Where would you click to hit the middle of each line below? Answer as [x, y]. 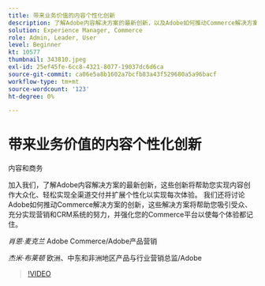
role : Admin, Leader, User [52, 38]
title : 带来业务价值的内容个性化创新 [62, 15]
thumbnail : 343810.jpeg [47, 60]
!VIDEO [39, 274]
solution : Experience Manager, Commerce [76, 30]
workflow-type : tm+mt [44, 81]
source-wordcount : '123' [49, 89]
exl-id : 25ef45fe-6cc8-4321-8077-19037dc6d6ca [86, 67]
